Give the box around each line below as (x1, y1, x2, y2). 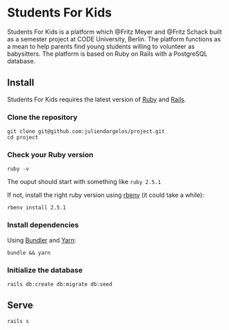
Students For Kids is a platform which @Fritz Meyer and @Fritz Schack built (7, 28, 222, 36)
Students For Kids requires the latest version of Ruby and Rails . (7, 95, 186, 103)
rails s (7, 318, 30, 324)
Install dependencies (7, 220, 79, 230)
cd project (7, 134, 39, 141)
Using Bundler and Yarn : (7, 236, 77, 244)
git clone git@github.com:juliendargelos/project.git (7, 128, 166, 135)
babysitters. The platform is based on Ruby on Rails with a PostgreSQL (7, 50, 208, 58)
